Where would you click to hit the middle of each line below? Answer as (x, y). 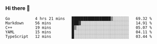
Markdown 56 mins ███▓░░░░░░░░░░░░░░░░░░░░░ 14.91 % (79, 23)
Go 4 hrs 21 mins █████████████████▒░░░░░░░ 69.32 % (79, 19)
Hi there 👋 (18, 8)
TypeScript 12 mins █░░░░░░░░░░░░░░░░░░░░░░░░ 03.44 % (79, 37)
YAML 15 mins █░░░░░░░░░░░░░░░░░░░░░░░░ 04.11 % (79, 32)
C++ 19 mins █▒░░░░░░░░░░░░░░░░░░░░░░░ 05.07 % (79, 28)
